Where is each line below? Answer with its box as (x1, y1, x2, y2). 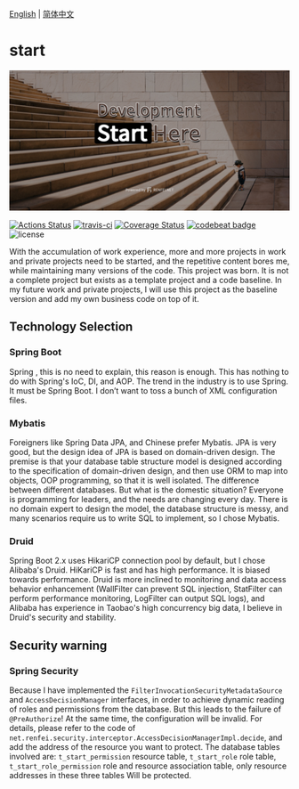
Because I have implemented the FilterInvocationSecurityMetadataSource (9, 685, 283, 695)
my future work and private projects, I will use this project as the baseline (9, 284, 278, 295)
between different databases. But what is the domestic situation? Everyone (9, 484, 284, 495)
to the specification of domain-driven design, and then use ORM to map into (9, 465, 288, 476)
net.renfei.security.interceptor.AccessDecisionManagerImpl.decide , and (9, 732, 283, 743)
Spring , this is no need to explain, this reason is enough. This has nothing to (9, 366, 289, 377)
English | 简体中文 (9, 9, 75, 19)
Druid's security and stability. (9, 612, 117, 622)
